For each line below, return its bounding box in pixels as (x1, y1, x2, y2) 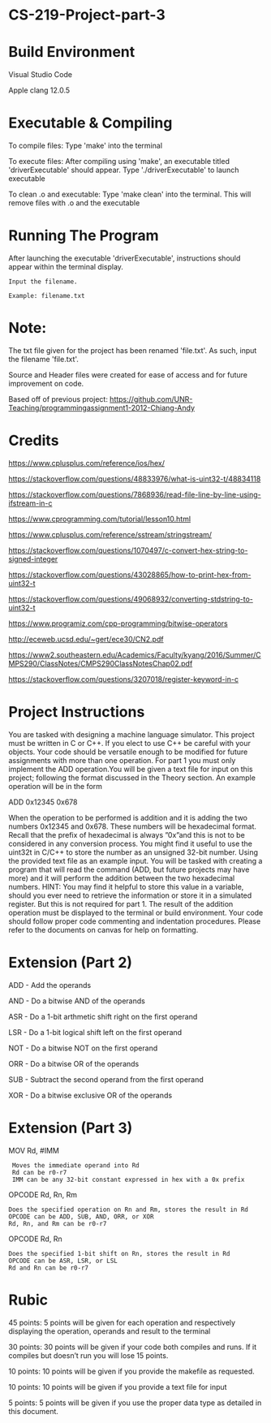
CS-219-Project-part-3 (8, 6, 166, 24)
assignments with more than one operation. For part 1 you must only (8, 755, 236, 765)
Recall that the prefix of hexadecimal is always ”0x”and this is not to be (8, 830, 245, 839)
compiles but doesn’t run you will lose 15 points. (8, 1350, 169, 1360)
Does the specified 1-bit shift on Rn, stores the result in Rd (8, 1249, 230, 1257)
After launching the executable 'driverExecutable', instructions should (8, 253, 241, 263)
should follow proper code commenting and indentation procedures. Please (8, 916, 261, 926)
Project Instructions (8, 703, 145, 722)
